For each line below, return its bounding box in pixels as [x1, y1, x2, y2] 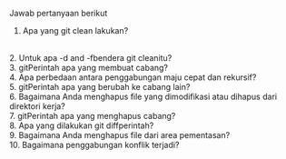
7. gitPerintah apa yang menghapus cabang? [9, 111, 176, 121]
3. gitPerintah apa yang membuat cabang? [9, 63, 169, 73]
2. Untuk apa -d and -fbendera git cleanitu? [9, 53, 173, 63]
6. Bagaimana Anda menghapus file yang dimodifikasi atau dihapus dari [9, 91, 278, 102]
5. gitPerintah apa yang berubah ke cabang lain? [9, 82, 191, 92]
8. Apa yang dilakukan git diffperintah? [9, 120, 154, 131]
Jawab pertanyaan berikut [9, 8, 108, 18]
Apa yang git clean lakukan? [22, 25, 129, 35]
